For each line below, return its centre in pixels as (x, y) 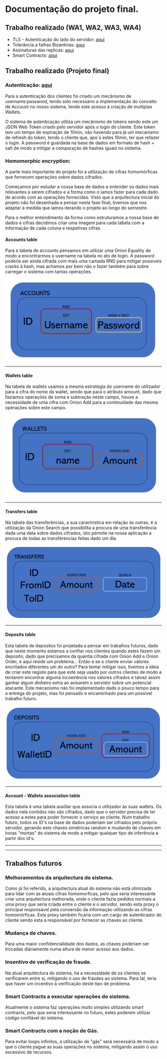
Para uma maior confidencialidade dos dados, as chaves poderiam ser (77, 944)
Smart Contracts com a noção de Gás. (52, 1031)
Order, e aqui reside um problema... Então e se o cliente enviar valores (77, 661)
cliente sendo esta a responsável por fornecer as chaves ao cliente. (75, 920)
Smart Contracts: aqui (35, 55)
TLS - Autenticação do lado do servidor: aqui (58, 39)
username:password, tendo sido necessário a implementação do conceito (81, 101)
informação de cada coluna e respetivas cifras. (53, 228)
